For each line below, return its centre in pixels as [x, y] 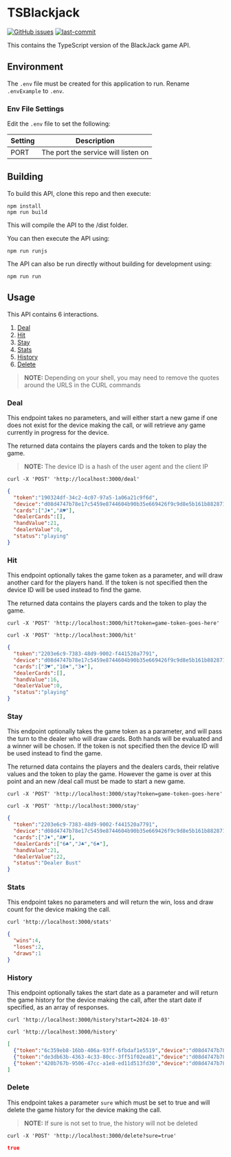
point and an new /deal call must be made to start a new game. [96, 782]
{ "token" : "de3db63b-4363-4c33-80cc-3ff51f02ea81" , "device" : [101, 1057]
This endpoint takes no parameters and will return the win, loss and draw [110, 902]
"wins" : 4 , [27, 941]
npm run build [27, 212]
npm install [24, 206]
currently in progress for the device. [58, 432]
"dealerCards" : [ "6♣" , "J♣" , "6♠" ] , [61, 844]
